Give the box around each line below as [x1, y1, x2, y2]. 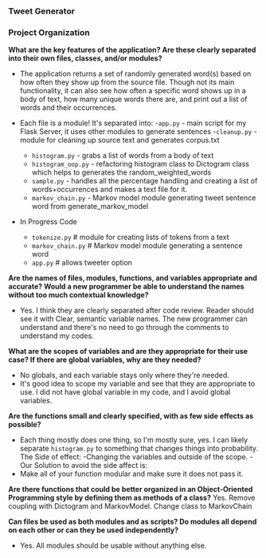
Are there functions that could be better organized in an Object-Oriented [8, 485, 253, 494]
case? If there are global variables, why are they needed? [8, 355, 201, 364]
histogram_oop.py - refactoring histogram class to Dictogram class [31, 159, 249, 169]
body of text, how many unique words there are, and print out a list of [19, 94, 248, 104]
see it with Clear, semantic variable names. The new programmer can [19, 314, 248, 324]
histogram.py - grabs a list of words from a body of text [31, 151, 214, 160]
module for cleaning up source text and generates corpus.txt [19, 136, 221, 145]
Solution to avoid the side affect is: [33, 461, 148, 470]
